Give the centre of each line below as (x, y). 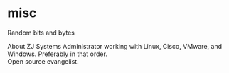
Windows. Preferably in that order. (58, 54)
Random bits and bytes (41, 33)
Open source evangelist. (43, 61)
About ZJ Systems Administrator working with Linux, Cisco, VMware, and (115, 46)
